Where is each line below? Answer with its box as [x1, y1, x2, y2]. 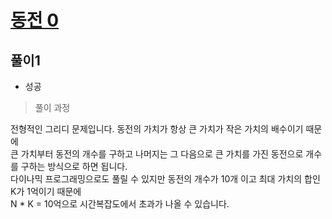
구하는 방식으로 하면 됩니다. [20, 161, 128, 172]
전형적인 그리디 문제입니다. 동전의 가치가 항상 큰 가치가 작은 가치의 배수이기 [10, 123, 304, 135]
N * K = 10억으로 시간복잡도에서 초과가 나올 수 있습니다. [10, 198, 230, 210]
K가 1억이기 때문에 [10, 186, 82, 197]
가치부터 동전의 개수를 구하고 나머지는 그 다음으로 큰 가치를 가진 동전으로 [20, 148, 304, 160]
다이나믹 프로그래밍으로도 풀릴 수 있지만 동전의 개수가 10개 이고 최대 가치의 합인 [10, 173, 321, 185]
